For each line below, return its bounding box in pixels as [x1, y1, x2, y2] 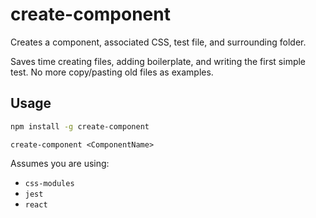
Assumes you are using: [10, 157, 110, 169]
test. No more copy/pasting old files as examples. [10, 66, 214, 78]
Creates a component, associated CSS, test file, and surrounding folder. [10, 36, 307, 48]
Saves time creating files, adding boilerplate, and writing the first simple [10, 55, 307, 67]
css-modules [24, 178, 75, 188]
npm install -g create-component [10, 121, 150, 132]
